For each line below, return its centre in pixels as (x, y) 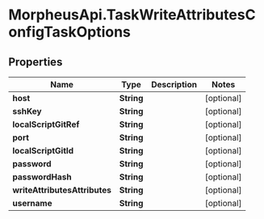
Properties (36, 62)
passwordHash (42, 177)
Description (174, 84)
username (32, 203)
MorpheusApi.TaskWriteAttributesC (132, 15)
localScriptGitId (43, 151)
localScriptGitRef (46, 124)
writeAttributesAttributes (62, 190)
